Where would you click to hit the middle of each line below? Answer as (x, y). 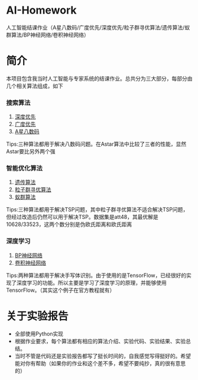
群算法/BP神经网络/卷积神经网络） (48, 35)
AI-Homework (41, 10)
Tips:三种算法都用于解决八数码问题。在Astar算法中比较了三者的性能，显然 (96, 144)
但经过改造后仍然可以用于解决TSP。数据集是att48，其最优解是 (82, 217)
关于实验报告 (38, 316)
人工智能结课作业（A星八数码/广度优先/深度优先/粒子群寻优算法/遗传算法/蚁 (98, 27)
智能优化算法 (25, 168)
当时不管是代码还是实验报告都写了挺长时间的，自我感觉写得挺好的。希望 (103, 356)
